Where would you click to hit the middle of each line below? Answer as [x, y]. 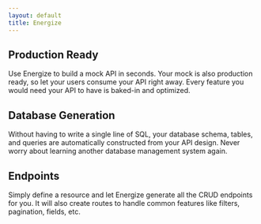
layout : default [35, 15]
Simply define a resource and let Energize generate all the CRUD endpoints [130, 195]
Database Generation [62, 115]
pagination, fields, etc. [44, 211]
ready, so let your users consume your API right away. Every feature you [126, 82]
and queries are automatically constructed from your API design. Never [124, 143]
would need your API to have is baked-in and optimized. [100, 91]
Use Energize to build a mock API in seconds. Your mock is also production [130, 74]
